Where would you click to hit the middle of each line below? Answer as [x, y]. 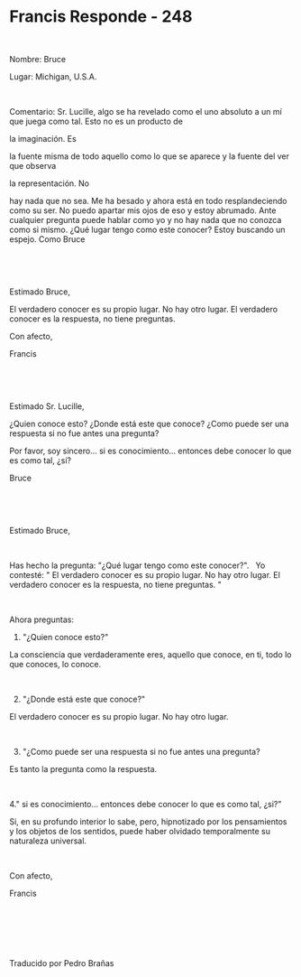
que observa [33, 165]
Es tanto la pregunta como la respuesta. [83, 768]
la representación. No [50, 183]
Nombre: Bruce [37, 59]
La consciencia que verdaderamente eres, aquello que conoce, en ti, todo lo [150, 654]
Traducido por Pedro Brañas [62, 963]
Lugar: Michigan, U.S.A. [53, 76]
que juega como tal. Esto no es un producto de [96, 121]
